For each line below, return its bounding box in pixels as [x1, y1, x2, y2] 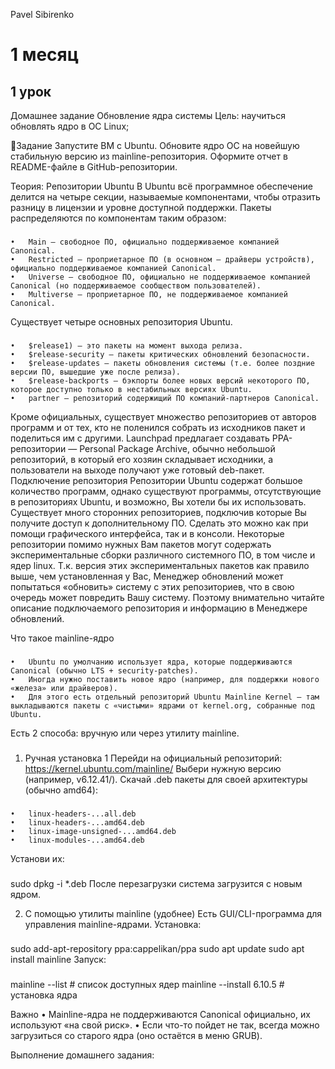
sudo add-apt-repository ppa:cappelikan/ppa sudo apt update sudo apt [10, 943, 305, 955]
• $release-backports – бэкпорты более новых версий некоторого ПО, [10, 375, 311, 386]
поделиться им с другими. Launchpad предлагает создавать [10, 432, 270, 444]
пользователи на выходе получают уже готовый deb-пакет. [10, 464, 265, 476]
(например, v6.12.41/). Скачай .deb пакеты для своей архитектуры [24, 773, 308, 785]
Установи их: [10, 852, 65, 864]
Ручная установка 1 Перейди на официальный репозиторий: [24, 752, 283, 764]
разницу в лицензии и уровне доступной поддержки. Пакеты [10, 202, 272, 213]
